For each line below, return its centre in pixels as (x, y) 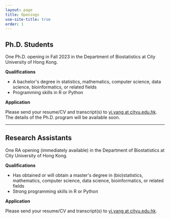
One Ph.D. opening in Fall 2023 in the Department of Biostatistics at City (80, 57)
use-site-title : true (28, 19)
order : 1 (14, 24)
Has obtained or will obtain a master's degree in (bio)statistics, (78, 175)
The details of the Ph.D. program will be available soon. (63, 117)
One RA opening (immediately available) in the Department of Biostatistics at (85, 150)
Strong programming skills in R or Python (55, 191)
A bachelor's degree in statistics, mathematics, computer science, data (87, 82)
